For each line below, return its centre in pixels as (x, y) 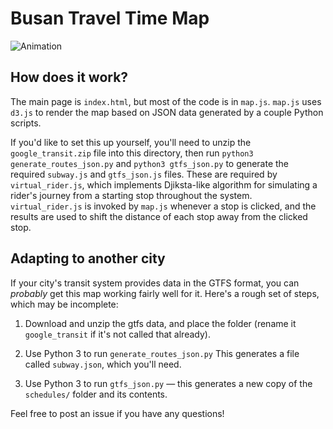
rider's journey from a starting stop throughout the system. (131, 195)
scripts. (26, 123)
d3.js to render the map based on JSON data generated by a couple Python (167, 112)
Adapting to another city (88, 258)
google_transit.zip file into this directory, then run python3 (132, 153)
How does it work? (69, 77)
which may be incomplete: (64, 304)
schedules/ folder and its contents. (96, 394)
